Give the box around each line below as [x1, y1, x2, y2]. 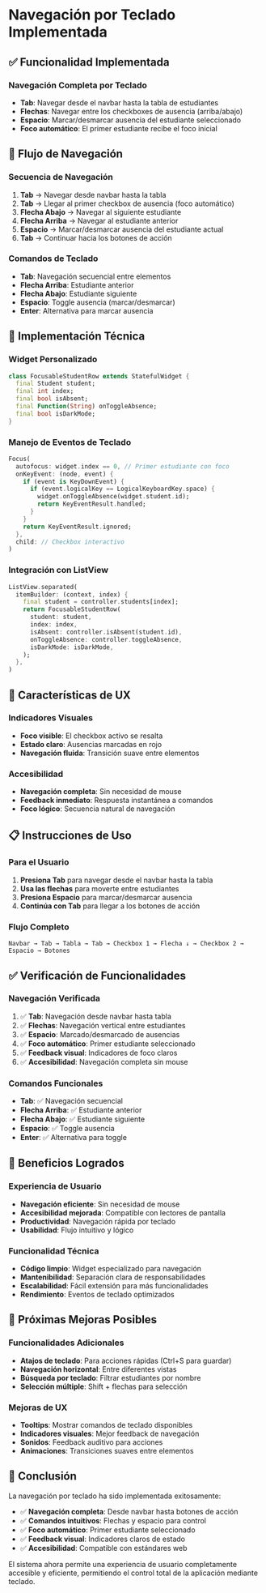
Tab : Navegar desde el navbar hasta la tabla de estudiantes [19, 97, 219, 107]
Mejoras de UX [8, 1402, 68, 1413]
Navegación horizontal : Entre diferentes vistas [19, 1364, 177, 1374]
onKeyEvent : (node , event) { [15, 470, 114, 478]
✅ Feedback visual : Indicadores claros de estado [19, 1534, 186, 1544]
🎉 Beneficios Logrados [8, 1156, 125, 1170]
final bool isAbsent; [15, 395, 89, 403]
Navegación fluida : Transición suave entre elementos [19, 748, 200, 758]
